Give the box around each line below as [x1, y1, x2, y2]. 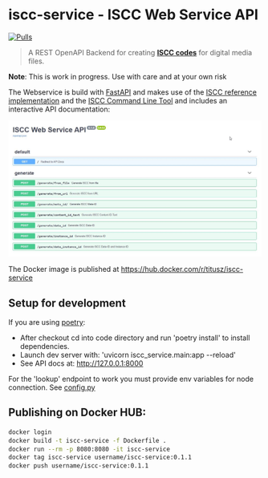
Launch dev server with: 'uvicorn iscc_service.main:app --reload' [19, 350, 237, 359]
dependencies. [19, 341, 70, 350]
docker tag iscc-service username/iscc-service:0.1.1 [8, 453, 193, 462]
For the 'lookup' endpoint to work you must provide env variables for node [8, 374, 254, 383]
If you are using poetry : [8, 317, 86, 326]
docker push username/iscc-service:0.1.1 [8, 462, 149, 470]
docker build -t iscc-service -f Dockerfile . [8, 436, 167, 444]
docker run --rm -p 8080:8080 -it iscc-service [8, 445, 171, 453]
